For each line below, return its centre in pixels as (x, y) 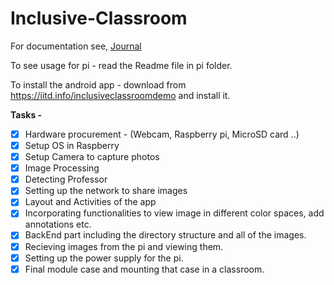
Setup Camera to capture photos (92, 157)
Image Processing (62, 168)
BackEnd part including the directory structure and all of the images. (165, 235)
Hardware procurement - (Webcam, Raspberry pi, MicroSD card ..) (162, 134)
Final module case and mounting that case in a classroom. (144, 269)
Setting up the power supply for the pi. (104, 258)
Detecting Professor (66, 179)
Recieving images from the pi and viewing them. (124, 246)
